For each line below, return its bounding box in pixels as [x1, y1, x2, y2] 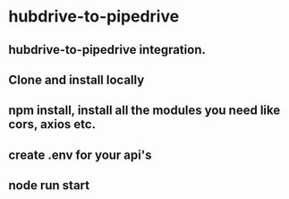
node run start [8, 177, 90, 194]
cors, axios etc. [8, 117, 96, 132]
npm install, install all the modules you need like [8, 103, 281, 118]
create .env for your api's [8, 147, 152, 162]
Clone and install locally [8, 72, 145, 87]
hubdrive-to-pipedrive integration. [8, 42, 207, 57]
